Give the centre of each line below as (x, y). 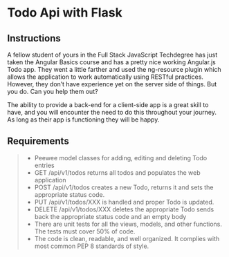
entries (44, 165)
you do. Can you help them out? (53, 92)
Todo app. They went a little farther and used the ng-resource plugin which (114, 69)
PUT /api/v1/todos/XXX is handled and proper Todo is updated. (124, 202)
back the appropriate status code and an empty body (110, 216)
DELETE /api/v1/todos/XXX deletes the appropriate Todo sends (124, 209)
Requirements (38, 141)
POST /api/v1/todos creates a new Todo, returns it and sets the (124, 187)
